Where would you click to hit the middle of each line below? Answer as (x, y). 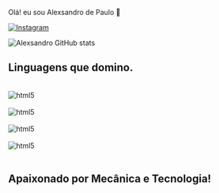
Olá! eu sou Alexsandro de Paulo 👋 (64, 12)
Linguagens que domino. (71, 68)
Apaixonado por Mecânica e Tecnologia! (110, 179)
